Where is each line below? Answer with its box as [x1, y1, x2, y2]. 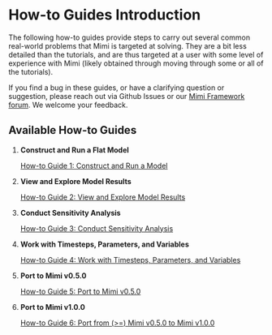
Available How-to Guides [8, 123, 137, 137]
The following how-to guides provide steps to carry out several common [8, 32, 250, 42]
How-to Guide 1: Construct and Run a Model [19, 161, 168, 170]
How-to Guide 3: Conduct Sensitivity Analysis [19, 223, 174, 233]
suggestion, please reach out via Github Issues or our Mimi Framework [8, 91, 245, 101]
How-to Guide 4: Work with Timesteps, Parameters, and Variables [19, 255, 241, 264]
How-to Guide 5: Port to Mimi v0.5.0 [19, 286, 141, 296]
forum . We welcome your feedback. [8, 100, 128, 110]
